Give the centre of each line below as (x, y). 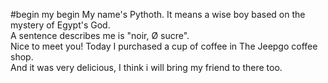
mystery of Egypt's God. (60, 25)
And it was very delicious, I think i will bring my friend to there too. (146, 67)
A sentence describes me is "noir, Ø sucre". (100, 35)
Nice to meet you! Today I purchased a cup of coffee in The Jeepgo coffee (164, 46)
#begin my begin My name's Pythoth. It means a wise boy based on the (158, 14)
